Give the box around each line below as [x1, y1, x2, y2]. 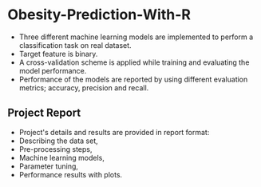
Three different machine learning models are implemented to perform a [18, 32, 254, 42]
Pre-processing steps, [18, 144, 93, 153]
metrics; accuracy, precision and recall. [18, 82, 149, 93]
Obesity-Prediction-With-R [7, 6, 191, 24]
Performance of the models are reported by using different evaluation [18, 74, 248, 84]
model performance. [18, 66, 87, 75]
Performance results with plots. [18, 169, 123, 179]
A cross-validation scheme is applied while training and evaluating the [18, 58, 250, 67]
